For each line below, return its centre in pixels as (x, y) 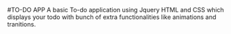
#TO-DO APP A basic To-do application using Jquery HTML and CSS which (116, 10)
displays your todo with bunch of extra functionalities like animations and (112, 17)
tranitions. (22, 24)
